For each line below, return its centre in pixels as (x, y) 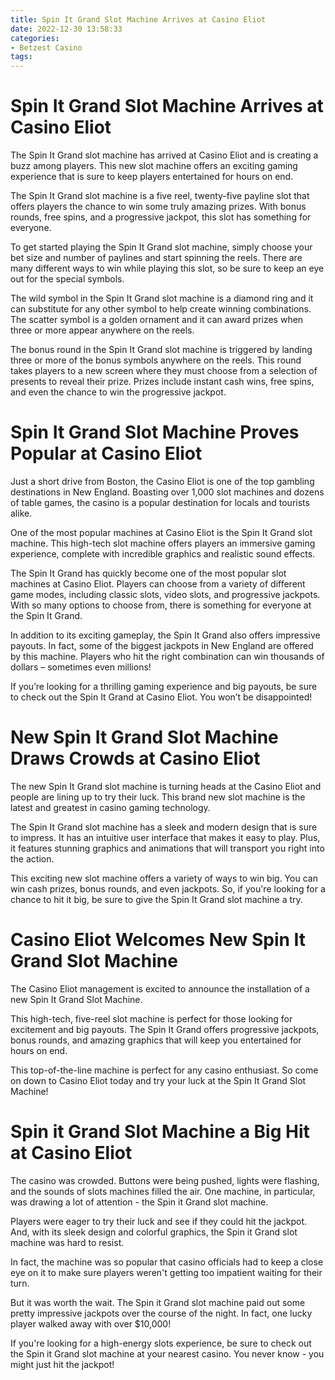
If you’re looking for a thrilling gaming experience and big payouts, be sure (164, 686)
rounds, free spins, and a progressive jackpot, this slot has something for (161, 217)
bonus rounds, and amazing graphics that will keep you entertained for (156, 1040)
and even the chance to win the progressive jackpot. (118, 392)
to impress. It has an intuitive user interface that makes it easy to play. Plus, (165, 837)
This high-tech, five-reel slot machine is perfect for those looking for (151, 1018)
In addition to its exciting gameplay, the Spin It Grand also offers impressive (165, 635)
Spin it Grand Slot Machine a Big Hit (160, 1132)
